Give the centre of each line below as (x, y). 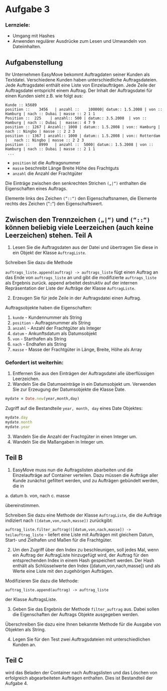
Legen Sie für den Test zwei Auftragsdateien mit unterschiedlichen (81, 639)
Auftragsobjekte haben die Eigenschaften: (49, 308)
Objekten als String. (26, 629)
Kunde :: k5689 (21, 105)
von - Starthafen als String (39, 339)
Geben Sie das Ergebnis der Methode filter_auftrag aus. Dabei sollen (86, 609)
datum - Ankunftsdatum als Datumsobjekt (54, 333)
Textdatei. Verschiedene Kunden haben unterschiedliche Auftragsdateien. (81, 80)
